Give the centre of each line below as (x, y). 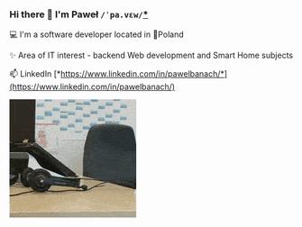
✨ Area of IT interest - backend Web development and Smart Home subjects (151, 55)
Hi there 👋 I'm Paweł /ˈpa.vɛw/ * (79, 14)
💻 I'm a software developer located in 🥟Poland (96, 34)
